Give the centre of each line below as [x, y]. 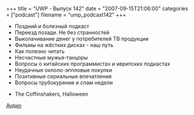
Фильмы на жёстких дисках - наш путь [64, 45]
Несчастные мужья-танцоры [51, 57]
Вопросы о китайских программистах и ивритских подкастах [92, 64]
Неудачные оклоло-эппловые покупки [63, 70]
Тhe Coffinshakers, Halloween [51, 94]
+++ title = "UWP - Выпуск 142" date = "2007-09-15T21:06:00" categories [97, 9]
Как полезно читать [40, 51]
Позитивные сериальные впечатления [63, 76]
